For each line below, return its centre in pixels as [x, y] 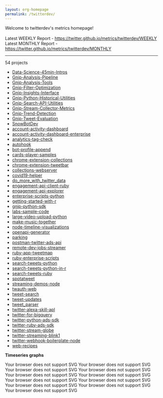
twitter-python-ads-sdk [36, 320]
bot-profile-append [31, 149]
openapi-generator [31, 232]
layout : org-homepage [27, 9]
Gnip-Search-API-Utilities [37, 103]
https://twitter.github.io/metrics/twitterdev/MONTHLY [58, 49]
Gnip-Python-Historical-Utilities [44, 98]
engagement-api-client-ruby [41, 186]
